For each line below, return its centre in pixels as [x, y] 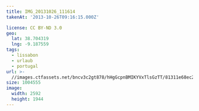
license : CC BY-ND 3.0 [34, 28]
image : [14, 88]
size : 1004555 [24, 83]
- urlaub [22, 61]
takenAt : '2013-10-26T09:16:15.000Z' [53, 17]
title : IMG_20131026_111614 [41, 12]
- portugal [25, 66]
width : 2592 [26, 94]
